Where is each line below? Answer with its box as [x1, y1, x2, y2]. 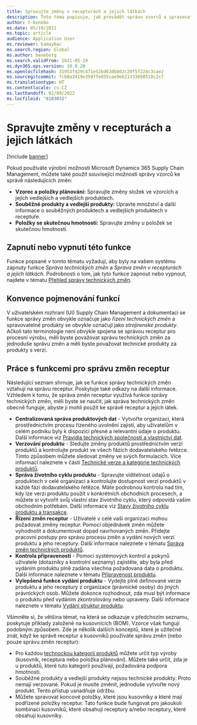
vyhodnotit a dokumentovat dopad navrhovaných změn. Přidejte [15, 527, 170, 534]
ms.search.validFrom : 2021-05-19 [6, 57, 88, 63]
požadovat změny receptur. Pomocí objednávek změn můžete [15, 521, 165, 528]
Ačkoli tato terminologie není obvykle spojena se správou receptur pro [6, 328, 176, 335]
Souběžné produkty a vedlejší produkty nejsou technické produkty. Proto [15, 675, 191, 682]
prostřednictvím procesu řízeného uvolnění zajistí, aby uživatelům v [15, 421, 178, 428]
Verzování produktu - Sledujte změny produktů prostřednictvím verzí [15, 440, 183, 447]
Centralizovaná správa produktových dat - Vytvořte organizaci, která [15, 416, 185, 422]
